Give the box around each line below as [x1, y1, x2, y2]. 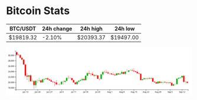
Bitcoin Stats [6, 4, 70, 18]
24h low [114, 25, 135, 32]
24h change [42, 25, 73, 32]
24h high [80, 25, 103, 32]
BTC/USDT [9, 25, 37, 32]
